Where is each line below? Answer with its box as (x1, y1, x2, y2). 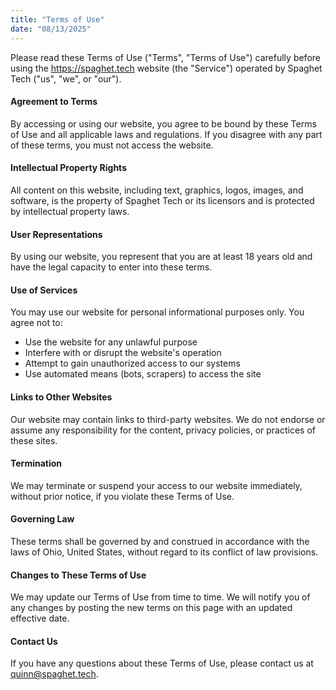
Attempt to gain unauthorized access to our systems (24, 357, 241, 370)
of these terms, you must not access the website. (10, 139, 214, 151)
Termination (10, 457, 63, 470)
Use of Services (10, 284, 78, 296)
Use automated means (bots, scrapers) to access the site (24, 368, 262, 380)
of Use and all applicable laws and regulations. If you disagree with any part (10, 128, 323, 140)
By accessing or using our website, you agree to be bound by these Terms (10, 117, 317, 130)
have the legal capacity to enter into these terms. (10, 261, 213, 273)
